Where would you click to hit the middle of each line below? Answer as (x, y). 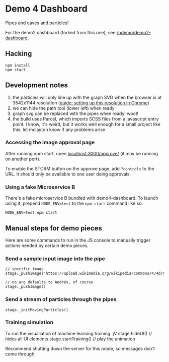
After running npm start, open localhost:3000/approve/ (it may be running (82, 153)
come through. (21, 354)
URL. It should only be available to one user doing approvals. (68, 174)
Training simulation (29, 322)
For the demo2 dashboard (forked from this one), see (60, 32)
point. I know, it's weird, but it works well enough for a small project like (87, 124)
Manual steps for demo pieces (54, 228)
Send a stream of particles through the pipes (61, 299)
